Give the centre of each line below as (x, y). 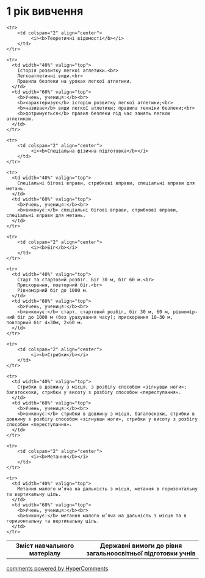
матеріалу (45, 553)
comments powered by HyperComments (57, 568)
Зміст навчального (45, 546)
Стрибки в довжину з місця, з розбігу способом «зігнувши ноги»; (102, 387)
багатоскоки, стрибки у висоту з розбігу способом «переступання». (94, 392)
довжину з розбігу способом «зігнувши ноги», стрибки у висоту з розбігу (102, 419)
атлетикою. (20, 119)
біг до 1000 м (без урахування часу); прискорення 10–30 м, (95, 317)
